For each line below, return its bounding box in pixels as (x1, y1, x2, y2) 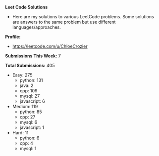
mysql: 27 (19, 93, 40, 99)
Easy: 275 (12, 72, 33, 78)
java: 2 (19, 82, 34, 88)
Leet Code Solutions (5, 4, 48, 10)
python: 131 (19, 78, 43, 83)
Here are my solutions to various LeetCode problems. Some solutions (12, 14, 155, 19)
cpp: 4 (19, 140, 33, 146)
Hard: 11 (12, 130, 29, 135)
